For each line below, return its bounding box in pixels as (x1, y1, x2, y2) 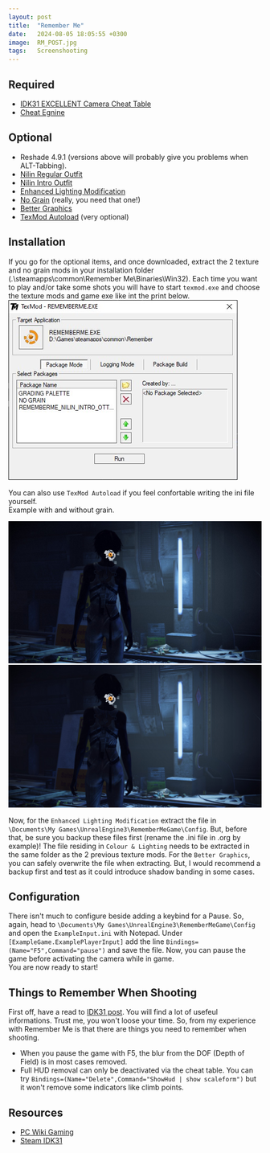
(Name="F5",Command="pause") (8, 947, 106, 955)
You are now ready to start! (8, 962, 99, 972)
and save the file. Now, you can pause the (107, 946, 247, 955)
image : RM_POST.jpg (8, 39, 78, 47)
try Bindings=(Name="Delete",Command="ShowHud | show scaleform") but (19, 1074, 257, 1084)
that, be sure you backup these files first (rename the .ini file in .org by (8, 832, 241, 842)
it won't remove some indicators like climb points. (19, 1082, 185, 1093)
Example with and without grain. (8, 505, 115, 515)
